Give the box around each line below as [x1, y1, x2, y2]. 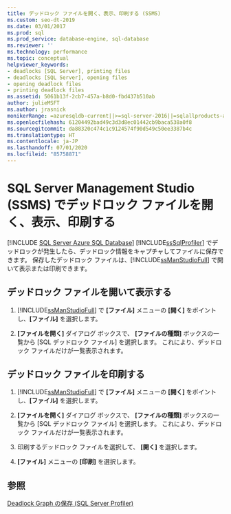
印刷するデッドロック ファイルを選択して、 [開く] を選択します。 [16, 443, 201, 451]
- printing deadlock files [7, 87, 85, 94]
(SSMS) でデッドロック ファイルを [7, 197, 201, 213]
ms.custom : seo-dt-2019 [7, 17, 76, 23]
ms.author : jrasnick [7, 106, 67, 113]
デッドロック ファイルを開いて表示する [7, 286, 172, 298]
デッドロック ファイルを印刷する [7, 369, 145, 381]
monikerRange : [7, 112, 48, 119]
